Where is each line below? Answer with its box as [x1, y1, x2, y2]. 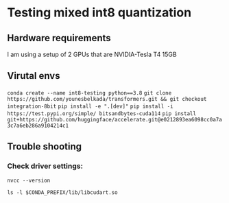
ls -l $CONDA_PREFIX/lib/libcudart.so [7, 189, 118, 196]
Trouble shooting [7, 141, 82, 152]
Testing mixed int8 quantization [7, 5, 192, 21]
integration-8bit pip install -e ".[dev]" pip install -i [7, 103, 173, 110]
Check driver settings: [7, 161, 84, 171]
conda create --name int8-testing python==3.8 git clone [7, 89, 172, 97]
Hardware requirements [7, 32, 111, 44]
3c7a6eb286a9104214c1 [7, 122, 69, 129]
